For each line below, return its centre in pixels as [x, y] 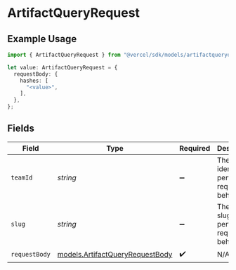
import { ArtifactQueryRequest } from [64, 55]
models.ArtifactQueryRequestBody [115, 255]
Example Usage [42, 39]
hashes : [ [34, 81]
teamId [22, 177]
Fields [21, 129]
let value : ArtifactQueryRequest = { [63, 67]
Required [195, 148]
